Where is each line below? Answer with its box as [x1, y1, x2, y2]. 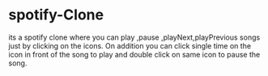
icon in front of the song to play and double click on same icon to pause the [8, 49, 261, 59]
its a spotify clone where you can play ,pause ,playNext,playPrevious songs [8, 32, 261, 42]
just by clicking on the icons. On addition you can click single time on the [8, 40, 252, 50]
